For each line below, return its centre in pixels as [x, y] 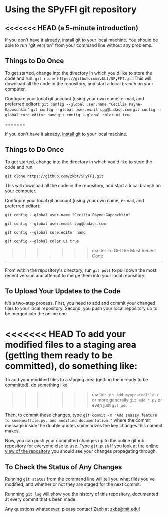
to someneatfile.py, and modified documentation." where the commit [78, 420]
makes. [13, 431]
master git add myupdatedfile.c [126, 395]
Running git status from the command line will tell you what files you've [80, 479]
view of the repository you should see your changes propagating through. [81, 451]
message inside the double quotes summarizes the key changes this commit [84, 426]
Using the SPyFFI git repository [71, 9]
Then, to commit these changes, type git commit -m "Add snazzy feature [81, 415]
